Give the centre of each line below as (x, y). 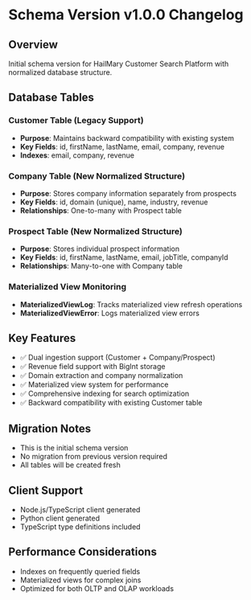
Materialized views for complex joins (80, 580)
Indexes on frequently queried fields (80, 571)
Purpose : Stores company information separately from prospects (128, 193)
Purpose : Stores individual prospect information (99, 249)
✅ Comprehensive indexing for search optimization (105, 394)
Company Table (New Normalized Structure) (97, 176)
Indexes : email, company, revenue (77, 155)
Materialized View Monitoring (68, 287)
